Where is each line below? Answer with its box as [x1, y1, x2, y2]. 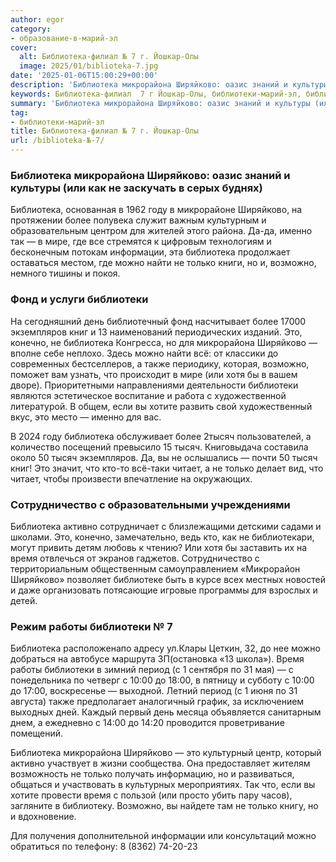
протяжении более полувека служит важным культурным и [10, 214, 267, 226]
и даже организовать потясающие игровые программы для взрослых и [10, 584, 318, 596]
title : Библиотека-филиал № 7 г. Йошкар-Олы [10, 126, 199, 136]
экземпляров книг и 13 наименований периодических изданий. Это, [10, 326, 303, 338]
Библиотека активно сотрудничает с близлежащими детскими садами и [10, 520, 322, 532]
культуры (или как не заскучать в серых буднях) [10, 181, 263, 195]
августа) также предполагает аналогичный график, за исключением [10, 696, 305, 708]
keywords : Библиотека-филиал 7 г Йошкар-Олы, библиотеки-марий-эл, [10, 89, 302, 99]
